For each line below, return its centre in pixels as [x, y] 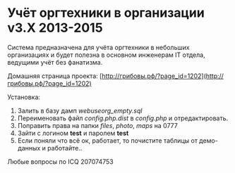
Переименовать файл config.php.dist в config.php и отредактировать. [123, 118]
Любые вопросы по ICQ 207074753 [61, 161]
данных [29, 148]
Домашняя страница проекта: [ [55, 76]
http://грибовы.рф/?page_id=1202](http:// [163, 76]
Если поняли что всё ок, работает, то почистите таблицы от [107, 140]
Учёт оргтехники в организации [106, 13]
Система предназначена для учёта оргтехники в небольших [98, 47]
